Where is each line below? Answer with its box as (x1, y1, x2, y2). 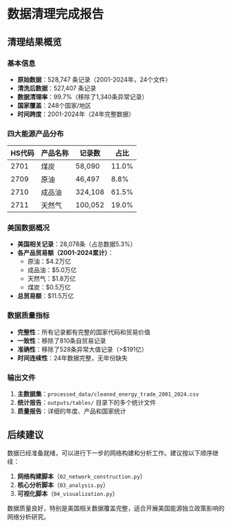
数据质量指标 (7, 311, 50, 320)
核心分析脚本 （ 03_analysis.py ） (17, 481, 110, 489)
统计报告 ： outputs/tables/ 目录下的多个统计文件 (17, 399, 157, 407)
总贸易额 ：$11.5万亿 (17, 291, 74, 300)
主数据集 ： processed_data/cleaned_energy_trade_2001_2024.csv (17, 390, 199, 398)
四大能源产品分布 (7, 128, 64, 138)
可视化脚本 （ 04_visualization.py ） (17, 489, 119, 497)
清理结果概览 (7, 36, 62, 48)
